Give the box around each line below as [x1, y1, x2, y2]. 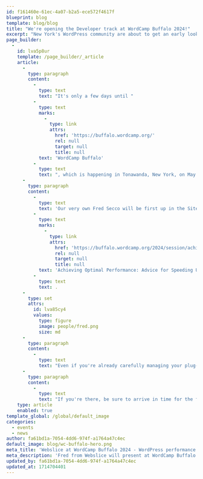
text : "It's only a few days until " [38, 93, 134, 99]
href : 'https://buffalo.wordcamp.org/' [54, 132, 155, 139]
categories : [6, 419, 36, 425]
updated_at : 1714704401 [6, 463, 66, 470]
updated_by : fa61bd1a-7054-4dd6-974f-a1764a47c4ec [6, 458, 137, 464]
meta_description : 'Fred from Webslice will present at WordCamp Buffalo [6, 452, 196, 458]
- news [11, 430, 28, 436]
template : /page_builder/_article [17, 54, 104, 60]
